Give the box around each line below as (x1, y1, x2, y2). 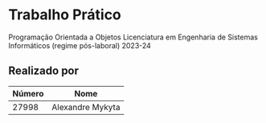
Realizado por (8, 64, 79, 78)
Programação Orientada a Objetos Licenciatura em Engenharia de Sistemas (8, 32, 259, 42)
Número (12, 88, 44, 99)
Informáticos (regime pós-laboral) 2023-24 (8, 40, 151, 50)
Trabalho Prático (8, 6, 122, 24)
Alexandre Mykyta (51, 101, 121, 113)
